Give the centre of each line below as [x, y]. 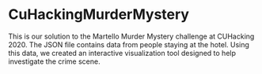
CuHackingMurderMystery [99, 15]
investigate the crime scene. [54, 61]
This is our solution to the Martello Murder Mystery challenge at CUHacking [131, 36]
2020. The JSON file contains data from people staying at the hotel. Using [129, 44]
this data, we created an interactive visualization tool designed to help [122, 53]
